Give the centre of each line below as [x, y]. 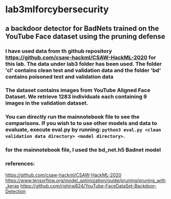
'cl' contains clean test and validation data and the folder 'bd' [83, 70]
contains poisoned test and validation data [59, 76]
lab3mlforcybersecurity [57, 9]
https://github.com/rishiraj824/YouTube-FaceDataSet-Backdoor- [89, 186]
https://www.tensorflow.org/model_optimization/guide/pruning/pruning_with [85, 180]
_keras [12, 186]
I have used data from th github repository [59, 51]
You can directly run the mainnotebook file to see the [72, 117]
